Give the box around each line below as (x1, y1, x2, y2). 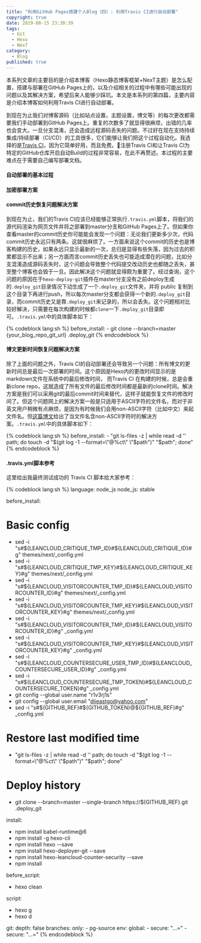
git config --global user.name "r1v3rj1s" (14, 691, 112, 699)
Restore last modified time (6, 731, 139, 745)
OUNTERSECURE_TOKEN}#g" (14, 685, 89, 692)
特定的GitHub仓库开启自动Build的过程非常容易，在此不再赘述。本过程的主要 (6, 149, 193, 156)
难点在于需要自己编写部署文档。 (6, 157, 85, 164)
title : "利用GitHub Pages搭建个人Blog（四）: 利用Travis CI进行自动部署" (6, 8, 178, 15)
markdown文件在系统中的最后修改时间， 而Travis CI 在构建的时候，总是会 (6, 376, 188, 383)
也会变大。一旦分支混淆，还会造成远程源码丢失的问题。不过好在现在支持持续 (6, 127, 195, 134)
